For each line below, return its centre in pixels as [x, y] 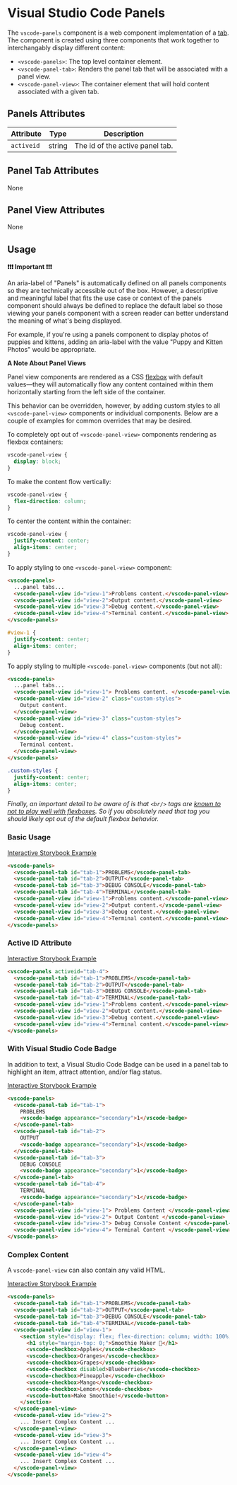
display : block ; [37, 461]
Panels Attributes [47, 114]
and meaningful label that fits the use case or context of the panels [105, 298]
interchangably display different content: [66, 47]
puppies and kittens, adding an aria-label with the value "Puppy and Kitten [115, 342]
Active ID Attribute [40, 943]
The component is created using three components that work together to [113, 40]
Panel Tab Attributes [53, 171]
